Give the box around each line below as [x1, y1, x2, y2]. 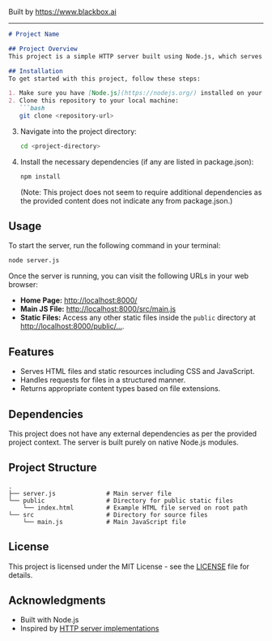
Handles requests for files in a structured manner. [19, 375, 186, 385]
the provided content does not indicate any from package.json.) [19, 196, 233, 205]
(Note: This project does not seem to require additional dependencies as [19, 187, 262, 197]
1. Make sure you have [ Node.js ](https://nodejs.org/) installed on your [8, 89, 263, 97]
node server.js [8, 256, 60, 265]
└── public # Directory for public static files [8, 497, 233, 505]
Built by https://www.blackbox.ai [8, 7, 117, 16]
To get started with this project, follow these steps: [8, 75, 201, 83]
